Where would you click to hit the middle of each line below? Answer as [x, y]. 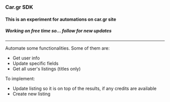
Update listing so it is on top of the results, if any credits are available [84, 89]
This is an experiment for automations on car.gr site [61, 19]
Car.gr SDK [19, 7]
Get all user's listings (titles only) [47, 69]
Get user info [26, 58]
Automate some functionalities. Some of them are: [57, 48]
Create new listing [31, 94]
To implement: [20, 79]
